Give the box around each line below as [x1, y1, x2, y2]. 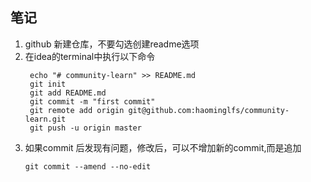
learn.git [24, 114, 67, 124]
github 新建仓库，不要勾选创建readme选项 [24, 38, 200, 50]
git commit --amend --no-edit [24, 161, 152, 172]
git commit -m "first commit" [29, 96, 156, 107]
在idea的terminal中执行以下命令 [24, 50, 156, 62]
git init [29, 79, 67, 89]
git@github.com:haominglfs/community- [128, 105, 290, 115]
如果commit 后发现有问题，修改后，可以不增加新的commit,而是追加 [24, 141, 302, 153]
